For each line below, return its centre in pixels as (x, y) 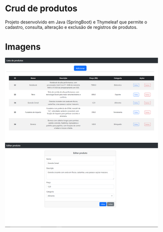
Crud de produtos (41, 9)
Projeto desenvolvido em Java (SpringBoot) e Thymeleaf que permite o (76, 22)
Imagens (23, 47)
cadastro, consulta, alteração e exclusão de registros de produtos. (71, 27)
